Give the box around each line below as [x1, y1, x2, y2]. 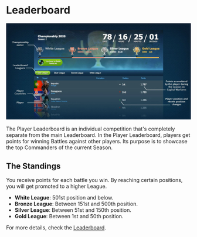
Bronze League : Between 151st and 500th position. [14, 200, 138, 208]
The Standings [6, 161, 61, 171]
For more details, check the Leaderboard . [6, 224, 107, 231]
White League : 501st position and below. [14, 194, 114, 201]
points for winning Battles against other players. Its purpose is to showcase [6, 138, 188, 145]
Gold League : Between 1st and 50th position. [14, 213, 124, 220]
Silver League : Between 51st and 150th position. [14, 207, 132, 214]
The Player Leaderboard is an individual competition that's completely [6, 125, 175, 132]
